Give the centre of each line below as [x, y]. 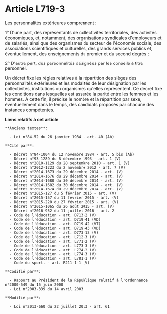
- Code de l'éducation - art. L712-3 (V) [53, 237]
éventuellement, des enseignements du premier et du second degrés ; [77, 54]
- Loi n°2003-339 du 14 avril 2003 [46, 289]
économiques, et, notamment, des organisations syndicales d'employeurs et [83, 38]
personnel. [16, 68]
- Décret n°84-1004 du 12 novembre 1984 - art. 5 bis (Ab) [72, 154]
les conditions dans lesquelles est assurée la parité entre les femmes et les [82, 94]
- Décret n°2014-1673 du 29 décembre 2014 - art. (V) [66, 172]
